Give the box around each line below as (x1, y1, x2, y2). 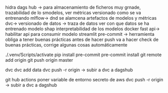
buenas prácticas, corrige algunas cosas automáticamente (5, 42, 128, 48)
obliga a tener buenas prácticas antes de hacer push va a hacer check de (5, 36, 159, 42)
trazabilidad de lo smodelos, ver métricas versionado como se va (5, 10, 141, 16)
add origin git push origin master (5, 57, 73, 63)
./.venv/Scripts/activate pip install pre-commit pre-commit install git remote (5, 52, 162, 58)
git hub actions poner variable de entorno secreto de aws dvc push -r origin (5, 77, 163, 82)
